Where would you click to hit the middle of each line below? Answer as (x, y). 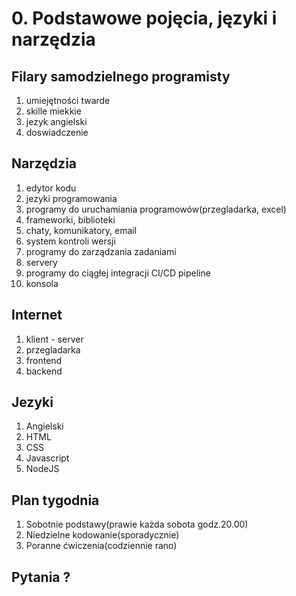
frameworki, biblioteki (70, 219)
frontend (44, 360)
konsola (42, 283)
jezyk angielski (56, 121)
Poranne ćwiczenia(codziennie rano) (101, 546)
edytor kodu (51, 188)
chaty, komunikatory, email (81, 230)
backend (44, 371)
